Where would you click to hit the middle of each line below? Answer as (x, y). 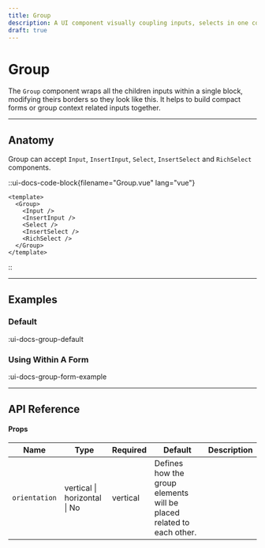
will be (166, 502)
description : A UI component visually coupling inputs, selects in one (128, 23)
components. (30, 167)
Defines (169, 463)
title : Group (30, 15)
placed (167, 512)
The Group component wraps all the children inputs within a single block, (125, 91)
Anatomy (31, 140)
